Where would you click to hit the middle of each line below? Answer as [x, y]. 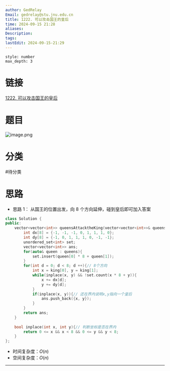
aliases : [14, 29]
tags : [11, 39]
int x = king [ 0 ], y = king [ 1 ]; [65, 271]
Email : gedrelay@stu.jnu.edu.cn [39, 15]
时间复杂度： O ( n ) [31, 351]
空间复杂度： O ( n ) [31, 358]
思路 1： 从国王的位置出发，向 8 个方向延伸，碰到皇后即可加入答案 [81, 209]
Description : [19, 33]
